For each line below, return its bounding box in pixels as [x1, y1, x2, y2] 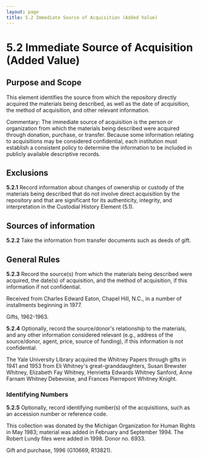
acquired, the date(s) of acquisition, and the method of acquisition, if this [6, 277, 188, 284]
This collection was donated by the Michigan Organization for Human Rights [6, 422, 196, 430]
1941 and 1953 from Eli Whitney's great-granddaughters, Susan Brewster [6, 362, 187, 369]
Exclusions [6, 168, 48, 178]
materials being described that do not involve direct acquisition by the [6, 190, 180, 197]
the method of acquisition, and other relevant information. [6, 107, 150, 114]
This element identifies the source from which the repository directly [6, 93, 177, 100]
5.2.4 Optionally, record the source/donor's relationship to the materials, [6, 324, 187, 332]
